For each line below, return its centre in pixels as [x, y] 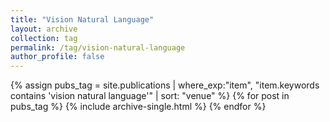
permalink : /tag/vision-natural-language [98, 47]
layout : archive [44, 29]
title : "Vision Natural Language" [82, 19]
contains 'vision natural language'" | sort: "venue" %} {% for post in [150, 96]
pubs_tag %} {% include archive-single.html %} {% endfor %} [138, 107]
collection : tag [44, 38]
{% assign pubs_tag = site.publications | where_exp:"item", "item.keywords [165, 85]
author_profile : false [57, 57]
